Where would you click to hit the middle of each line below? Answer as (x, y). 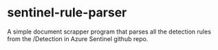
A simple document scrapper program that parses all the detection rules (109, 32)
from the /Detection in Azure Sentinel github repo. (78, 38)
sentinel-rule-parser (67, 13)
